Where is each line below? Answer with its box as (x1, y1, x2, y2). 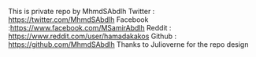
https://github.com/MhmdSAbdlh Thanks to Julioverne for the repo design (8, 40, 249, 49)
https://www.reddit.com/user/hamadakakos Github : (8, 31, 177, 41)
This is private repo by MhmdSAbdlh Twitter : (8, 7, 155, 16)
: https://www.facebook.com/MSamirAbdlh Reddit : (8, 23, 172, 32)
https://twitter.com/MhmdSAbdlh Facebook (8, 15, 149, 24)
